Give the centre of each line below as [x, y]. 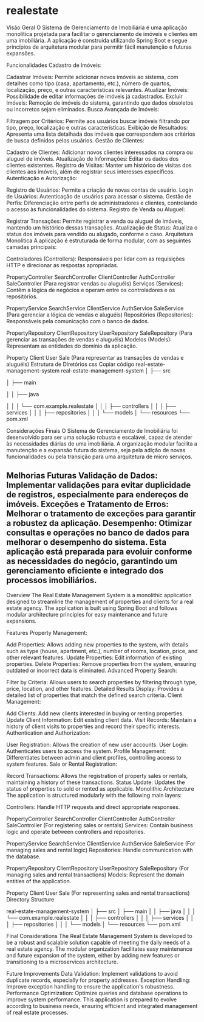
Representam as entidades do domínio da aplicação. [72, 346]
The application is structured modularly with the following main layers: [94, 795]
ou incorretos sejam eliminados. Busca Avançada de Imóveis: [83, 109]
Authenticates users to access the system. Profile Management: [86, 751]
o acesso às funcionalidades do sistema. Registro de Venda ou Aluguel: [96, 209]
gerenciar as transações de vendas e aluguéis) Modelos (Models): [89, 339]
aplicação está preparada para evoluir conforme [99, 552]
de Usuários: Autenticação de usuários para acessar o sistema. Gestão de [99, 196]
